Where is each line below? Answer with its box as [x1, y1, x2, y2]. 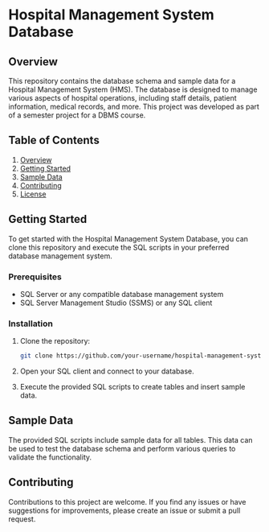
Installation [8, 318, 54, 329]
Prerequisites [8, 271, 62, 282]
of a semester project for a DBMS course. [8, 110, 146, 120]
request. [8, 513, 36, 524]
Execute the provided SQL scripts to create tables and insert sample [19, 382, 246, 392]
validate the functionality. [8, 452, 92, 462]
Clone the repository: [19, 336, 91, 346]
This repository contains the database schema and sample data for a [8, 76, 236, 85]
